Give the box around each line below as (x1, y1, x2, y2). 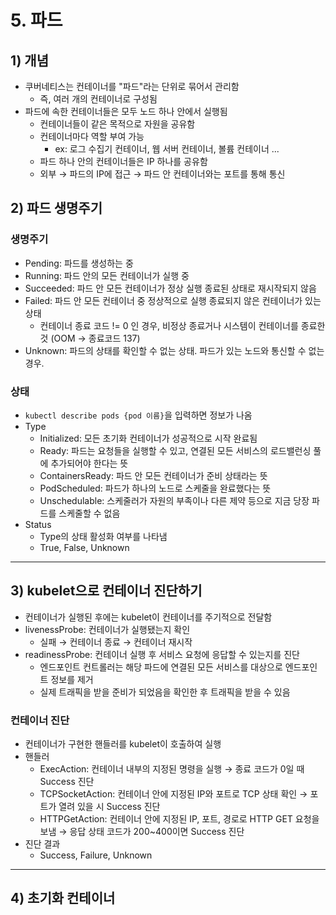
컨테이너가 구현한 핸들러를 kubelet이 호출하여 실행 (24, 738, 222, 750)
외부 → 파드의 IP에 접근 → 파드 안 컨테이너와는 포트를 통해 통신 (39, 168, 286, 180)
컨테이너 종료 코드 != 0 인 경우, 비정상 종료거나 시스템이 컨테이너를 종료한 (39, 319, 326, 331)
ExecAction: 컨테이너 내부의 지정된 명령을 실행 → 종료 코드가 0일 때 (39, 763, 305, 775)
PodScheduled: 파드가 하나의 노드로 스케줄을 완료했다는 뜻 (39, 482, 272, 494)
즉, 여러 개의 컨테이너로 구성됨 (39, 93, 158, 105)
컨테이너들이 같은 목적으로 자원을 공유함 (39, 118, 196, 130)
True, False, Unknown (39, 541, 130, 553)
